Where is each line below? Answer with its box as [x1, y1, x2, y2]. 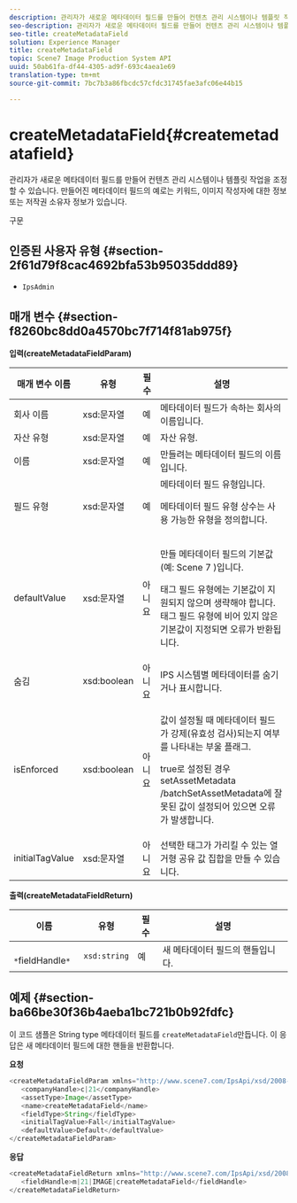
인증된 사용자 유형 [9, 243, 101, 258]
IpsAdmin [21, 283, 55, 292]
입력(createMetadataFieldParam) [9, 348, 133, 359]
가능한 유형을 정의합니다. [171, 514, 268, 526]
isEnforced [13, 764, 59, 776]
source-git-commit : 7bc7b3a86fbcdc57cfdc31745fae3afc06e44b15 [9, 79, 243, 88]
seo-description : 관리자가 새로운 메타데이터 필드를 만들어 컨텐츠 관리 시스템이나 [9, 21, 274, 30]
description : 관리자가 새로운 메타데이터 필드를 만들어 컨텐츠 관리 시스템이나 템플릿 [9, 12, 280, 22]
